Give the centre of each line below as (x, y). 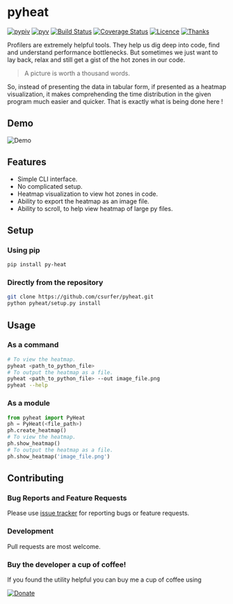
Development (31, 532)
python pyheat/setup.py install (54, 304)
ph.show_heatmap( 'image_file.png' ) (59, 456)
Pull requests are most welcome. (54, 546)
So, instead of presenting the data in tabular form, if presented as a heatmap (117, 86)
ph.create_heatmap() (37, 431)
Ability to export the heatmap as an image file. (83, 201)
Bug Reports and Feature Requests (67, 497)
